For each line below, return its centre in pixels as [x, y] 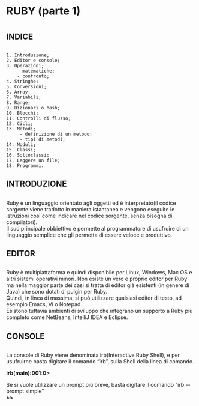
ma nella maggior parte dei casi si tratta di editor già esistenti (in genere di [98, 285]
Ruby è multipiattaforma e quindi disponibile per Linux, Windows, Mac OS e [99, 273]
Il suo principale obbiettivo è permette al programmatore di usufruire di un [97, 228]
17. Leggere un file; [33, 160]
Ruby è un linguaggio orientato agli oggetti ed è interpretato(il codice [91, 203]
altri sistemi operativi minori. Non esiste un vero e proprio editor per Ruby [97, 279]
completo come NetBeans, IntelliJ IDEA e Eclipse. [67, 317]
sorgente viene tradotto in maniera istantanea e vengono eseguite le [91, 209]
